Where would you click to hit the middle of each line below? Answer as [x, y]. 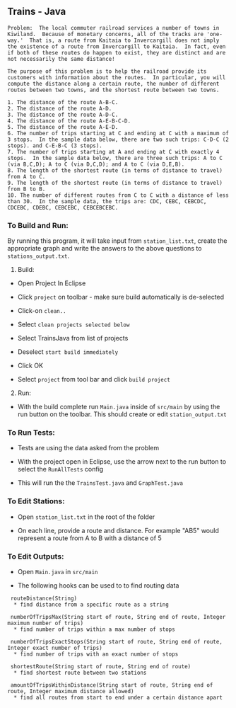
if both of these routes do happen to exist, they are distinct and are [117, 52]
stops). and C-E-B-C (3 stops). [55, 145]
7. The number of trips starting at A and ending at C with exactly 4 [113, 152]
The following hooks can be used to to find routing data [98, 586]
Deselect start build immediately [68, 352]
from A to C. [26, 176]
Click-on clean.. [42, 311]
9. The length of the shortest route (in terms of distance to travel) [115, 183]
